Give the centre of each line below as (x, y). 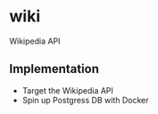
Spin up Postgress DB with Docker (85, 100)
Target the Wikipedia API (68, 90)
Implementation (54, 69)
